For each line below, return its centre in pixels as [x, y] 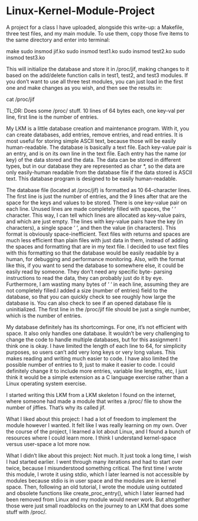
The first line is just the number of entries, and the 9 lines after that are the [97, 196]
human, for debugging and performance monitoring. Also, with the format [95, 259]
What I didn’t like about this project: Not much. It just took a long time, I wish [99, 455]
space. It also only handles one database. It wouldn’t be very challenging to [98, 333]
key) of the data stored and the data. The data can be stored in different [94, 159]
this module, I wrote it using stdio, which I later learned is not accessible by [98, 474]
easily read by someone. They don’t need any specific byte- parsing [89, 271]
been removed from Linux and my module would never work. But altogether [98, 499]
